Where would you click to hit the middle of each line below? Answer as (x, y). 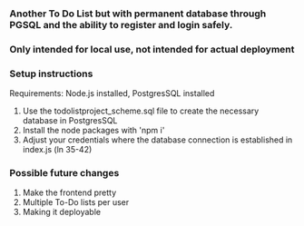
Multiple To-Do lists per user (76, 202)
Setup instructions (51, 74)
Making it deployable (62, 212)
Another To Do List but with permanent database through (138, 14)
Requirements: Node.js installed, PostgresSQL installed (112, 93)
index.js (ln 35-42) (57, 150)
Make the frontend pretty (69, 192)
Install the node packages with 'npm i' (93, 131)
